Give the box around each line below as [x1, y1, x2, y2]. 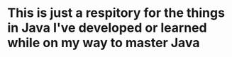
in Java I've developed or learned [7, 20, 207, 36]
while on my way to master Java [7, 35, 200, 51]
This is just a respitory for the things [7, 5, 226, 21]
